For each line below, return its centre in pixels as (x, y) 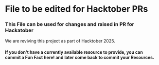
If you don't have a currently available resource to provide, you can (74, 52)
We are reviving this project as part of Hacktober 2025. (60, 41)
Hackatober (19, 30)
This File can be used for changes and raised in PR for (70, 24)
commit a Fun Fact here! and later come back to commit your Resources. (80, 58)
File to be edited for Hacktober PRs (77, 9)
